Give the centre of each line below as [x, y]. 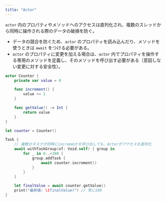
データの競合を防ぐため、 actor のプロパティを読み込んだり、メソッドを [86, 41]
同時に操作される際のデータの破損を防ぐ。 [53, 31]
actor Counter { [22, 76]
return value [37, 112]
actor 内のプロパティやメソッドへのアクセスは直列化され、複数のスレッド [81, 24]
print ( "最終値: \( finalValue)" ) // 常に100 [58, 191]
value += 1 [34, 94]
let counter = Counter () [31, 131]
